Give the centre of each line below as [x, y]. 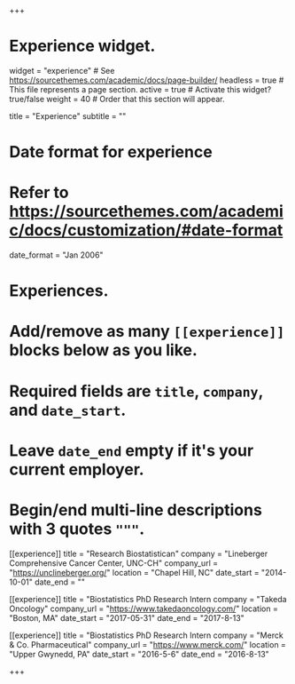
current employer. [77, 469]
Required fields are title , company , [136, 391]
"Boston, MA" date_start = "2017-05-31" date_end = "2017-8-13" [127, 617]
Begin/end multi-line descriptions [136, 510]
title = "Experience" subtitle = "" [68, 115]
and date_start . [68, 410]
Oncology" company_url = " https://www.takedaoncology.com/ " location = [144, 608]
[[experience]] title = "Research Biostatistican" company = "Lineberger [139, 553]
